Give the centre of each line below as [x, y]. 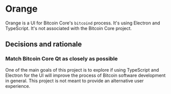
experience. [18, 86]
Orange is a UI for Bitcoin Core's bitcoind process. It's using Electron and [83, 23]
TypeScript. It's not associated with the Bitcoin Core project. [68, 28]
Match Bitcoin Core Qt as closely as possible [62, 59]
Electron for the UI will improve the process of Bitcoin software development [86, 75]
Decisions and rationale [44, 44]
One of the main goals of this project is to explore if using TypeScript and [82, 70]
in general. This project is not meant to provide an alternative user [75, 81]
